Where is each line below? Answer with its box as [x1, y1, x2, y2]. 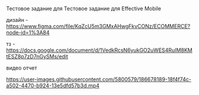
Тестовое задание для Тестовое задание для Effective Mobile [6, 5, 162, 12]
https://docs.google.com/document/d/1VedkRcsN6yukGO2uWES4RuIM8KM [6, 47, 193, 54]
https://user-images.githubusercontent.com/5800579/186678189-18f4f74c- [6, 76, 192, 83]
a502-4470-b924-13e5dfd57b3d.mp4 [6, 82, 100, 89]
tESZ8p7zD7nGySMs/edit [6, 53, 68, 60]
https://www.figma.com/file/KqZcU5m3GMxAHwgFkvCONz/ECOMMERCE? [6, 23, 191, 30]
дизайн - [6, 17, 29, 23]
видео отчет [6, 64, 37, 71]
